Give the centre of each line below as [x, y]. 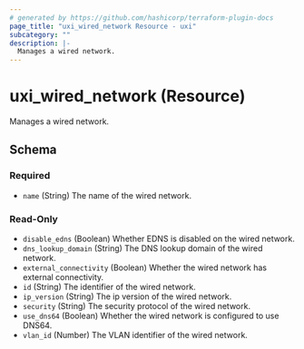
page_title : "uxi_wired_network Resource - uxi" [103, 26]
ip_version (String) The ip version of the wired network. [127, 296]
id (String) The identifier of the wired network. [109, 287]
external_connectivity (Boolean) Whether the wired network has [145, 267]
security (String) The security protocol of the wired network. [137, 306]
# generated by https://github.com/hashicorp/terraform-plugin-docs [142, 18]
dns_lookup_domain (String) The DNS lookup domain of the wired [142, 248]
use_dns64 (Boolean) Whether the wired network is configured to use [151, 316]
